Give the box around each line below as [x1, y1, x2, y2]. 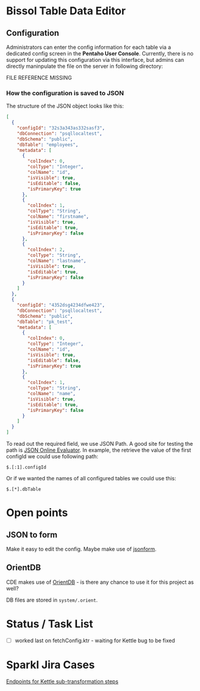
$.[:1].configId [6, 464, 46, 471]
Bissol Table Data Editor [6, 4, 126, 18]
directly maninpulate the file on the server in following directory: [6, 62, 164, 70]
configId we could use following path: [6, 453, 98, 460]
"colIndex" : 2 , [27, 247, 65, 253]
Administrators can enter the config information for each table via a [6, 43, 171, 51]
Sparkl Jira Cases [6, 658, 95, 672]
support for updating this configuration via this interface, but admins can [6, 57, 185, 63]
